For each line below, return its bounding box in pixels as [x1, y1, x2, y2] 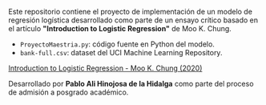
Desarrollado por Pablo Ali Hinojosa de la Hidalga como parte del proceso [8, 79, 254, 88]
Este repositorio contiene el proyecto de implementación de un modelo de [8, 7, 252, 16]
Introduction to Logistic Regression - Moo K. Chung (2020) [8, 63, 203, 73]
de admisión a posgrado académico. [8, 87, 129, 97]
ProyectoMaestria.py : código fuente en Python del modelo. [19, 39, 215, 49]
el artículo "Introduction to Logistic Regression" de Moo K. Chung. [8, 24, 232, 33]
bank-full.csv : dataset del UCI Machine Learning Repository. [19, 48, 223, 57]
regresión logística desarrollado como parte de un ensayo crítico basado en [8, 15, 259, 25]
